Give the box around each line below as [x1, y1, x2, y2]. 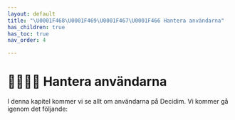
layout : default [7, 10, 56, 18]
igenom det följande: [7, 104, 68, 114]
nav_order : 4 [7, 37, 46, 44]
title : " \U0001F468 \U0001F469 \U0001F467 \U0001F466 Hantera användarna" [7, 17, 224, 24]
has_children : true [7, 23, 66, 31]
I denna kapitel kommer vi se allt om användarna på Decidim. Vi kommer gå [7, 97, 229, 106]
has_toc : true [7, 30, 50, 38]
